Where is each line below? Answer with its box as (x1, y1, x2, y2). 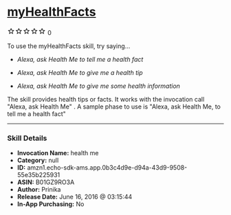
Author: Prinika (16, 185, 61, 194)
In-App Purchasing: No (16, 200, 85, 208)
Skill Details (7, 133, 47, 143)
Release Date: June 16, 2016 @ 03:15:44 (16, 193, 133, 201)
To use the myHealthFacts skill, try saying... (7, 42, 131, 50)
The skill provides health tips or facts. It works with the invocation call (7, 95, 205, 103)
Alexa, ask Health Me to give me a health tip (16, 68, 143, 76)
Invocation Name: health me (16, 149, 99, 157)
